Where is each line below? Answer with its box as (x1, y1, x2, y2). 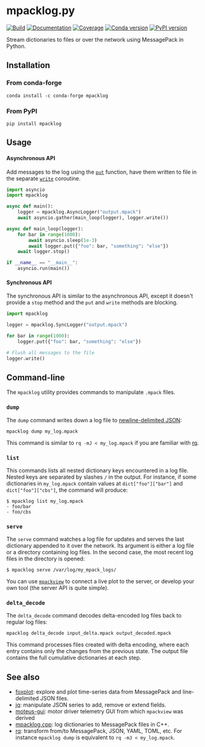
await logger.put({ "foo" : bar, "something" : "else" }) (28, 243, 169, 249)
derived (15, 714, 35, 722)
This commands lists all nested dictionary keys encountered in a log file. (6, 466, 189, 474)
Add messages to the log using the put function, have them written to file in (6, 168, 197, 176)
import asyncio (6, 187, 45, 193)
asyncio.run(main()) (17, 265, 70, 272)
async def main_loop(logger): (6, 225, 84, 232)
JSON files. (40, 695, 69, 702)
